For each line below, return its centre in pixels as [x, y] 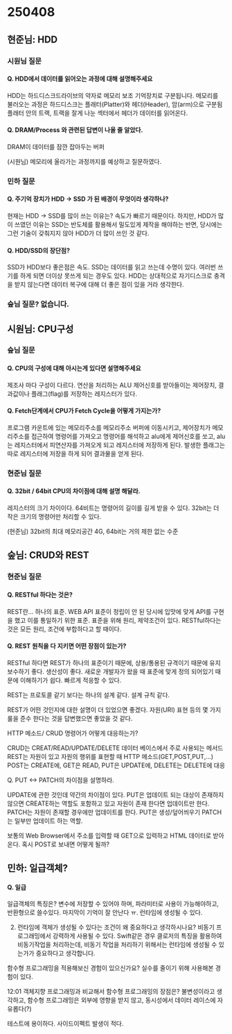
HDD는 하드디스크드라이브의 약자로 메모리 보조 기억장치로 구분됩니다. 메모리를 [113, 95]
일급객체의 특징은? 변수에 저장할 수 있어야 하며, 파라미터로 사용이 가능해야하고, [113, 904]
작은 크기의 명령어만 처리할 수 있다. [54, 517]
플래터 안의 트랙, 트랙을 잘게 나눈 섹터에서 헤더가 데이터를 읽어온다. [98, 112]
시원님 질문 [25, 61]
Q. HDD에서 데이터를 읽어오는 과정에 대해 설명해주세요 [80, 79]
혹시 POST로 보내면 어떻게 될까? [65, 844]
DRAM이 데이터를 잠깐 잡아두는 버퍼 [56, 147]
